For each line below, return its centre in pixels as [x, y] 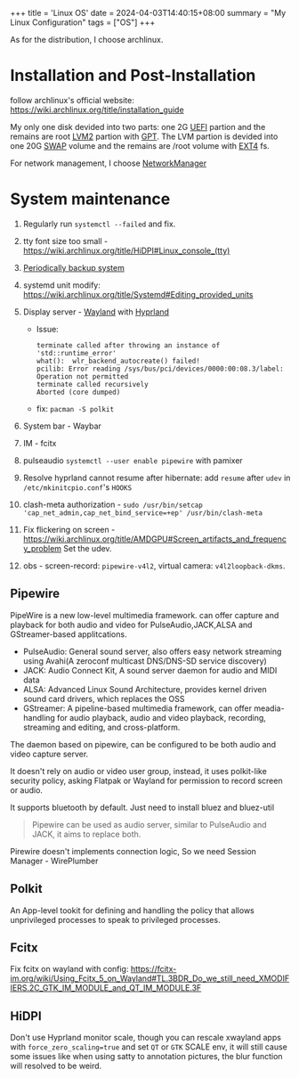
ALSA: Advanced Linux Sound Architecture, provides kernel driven [145, 689]
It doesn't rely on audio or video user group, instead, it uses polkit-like [139, 771]
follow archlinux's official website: [72, 100]
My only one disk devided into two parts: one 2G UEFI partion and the [138, 127]
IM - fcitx [40, 443]
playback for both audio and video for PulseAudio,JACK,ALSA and [131, 625]
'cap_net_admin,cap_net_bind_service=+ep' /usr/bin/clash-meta [143, 513]
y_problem [42, 548]
